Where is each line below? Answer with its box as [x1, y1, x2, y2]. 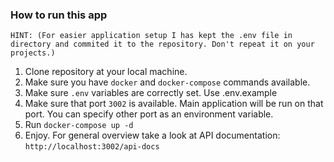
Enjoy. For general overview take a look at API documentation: [24, 129, 281, 142]
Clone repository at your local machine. [24, 66, 188, 78]
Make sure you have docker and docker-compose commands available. [24, 76, 311, 88]
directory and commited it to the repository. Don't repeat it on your [10, 39, 315, 50]
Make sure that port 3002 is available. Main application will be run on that [24, 98, 324, 110]
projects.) [10, 48, 56, 58]
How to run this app [10, 8, 108, 22]
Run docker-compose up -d [24, 119, 134, 131]
